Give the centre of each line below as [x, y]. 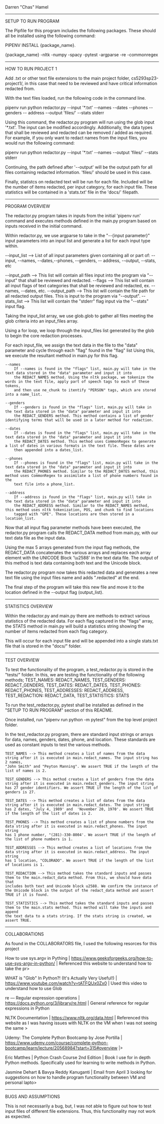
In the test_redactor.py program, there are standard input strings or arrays [79, 734]
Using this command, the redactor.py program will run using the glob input [80, 122]
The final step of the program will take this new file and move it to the [75, 587]
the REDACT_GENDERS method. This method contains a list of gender [84, 416]
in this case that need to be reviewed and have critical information [91, 83]
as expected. [18, 1116]
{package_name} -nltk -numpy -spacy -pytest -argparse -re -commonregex [82, 55]
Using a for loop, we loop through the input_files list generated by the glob [80, 330]
